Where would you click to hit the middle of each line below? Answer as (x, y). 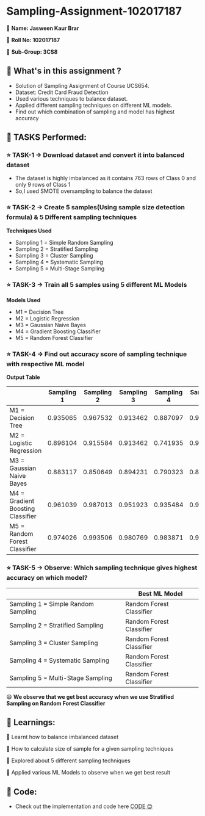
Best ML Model (160, 593)
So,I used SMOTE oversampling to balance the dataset (84, 191)
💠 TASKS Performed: (46, 138)
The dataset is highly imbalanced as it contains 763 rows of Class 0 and (106, 178)
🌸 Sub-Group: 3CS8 (32, 52)
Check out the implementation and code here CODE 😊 (84, 806)
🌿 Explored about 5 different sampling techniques (69, 760)
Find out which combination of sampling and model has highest (95, 112)
